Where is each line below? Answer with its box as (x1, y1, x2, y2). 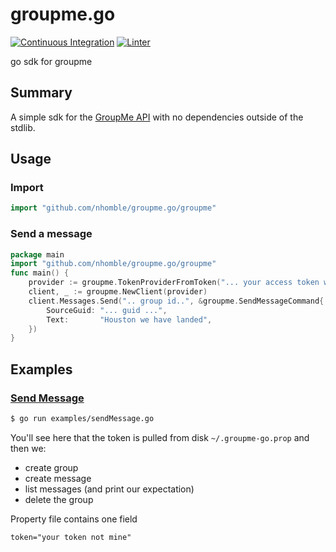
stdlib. (10, 121, 36, 133)
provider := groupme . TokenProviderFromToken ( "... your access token (28, 278, 320, 288)
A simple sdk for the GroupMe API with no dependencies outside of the (10, 111, 304, 123)
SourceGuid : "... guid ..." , (46, 305, 168, 315)
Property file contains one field (10, 513, 138, 525)
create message (24, 472, 92, 484)
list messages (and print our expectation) (24, 483, 195, 495)
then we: (10, 442, 47, 454)
